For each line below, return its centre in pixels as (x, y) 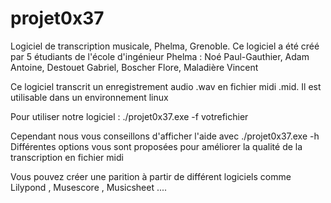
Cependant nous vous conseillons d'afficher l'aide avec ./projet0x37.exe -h (165, 136)
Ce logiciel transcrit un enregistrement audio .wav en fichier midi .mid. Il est (166, 86)
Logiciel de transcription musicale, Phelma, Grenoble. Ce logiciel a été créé (165, 46)
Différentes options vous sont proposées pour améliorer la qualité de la (156, 146)
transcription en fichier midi (67, 157)
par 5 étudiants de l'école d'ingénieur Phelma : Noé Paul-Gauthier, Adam (160, 56)
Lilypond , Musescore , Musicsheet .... (89, 187)
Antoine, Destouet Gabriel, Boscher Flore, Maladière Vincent (134, 67)
